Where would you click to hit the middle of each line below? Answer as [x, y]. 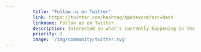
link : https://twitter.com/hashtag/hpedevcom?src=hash [103, 17]
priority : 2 [47, 34]
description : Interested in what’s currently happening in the [114, 28]
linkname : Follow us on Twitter [73, 23]
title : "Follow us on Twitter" [72, 12]
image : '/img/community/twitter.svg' [80, 39]
